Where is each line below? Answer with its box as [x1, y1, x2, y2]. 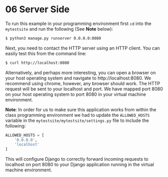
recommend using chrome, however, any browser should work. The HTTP [5, 80, 160, 86]
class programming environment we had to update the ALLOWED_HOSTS [5, 112, 150, 118]
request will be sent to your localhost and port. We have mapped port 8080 [5, 86, 163, 92]
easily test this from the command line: [5, 50, 87, 57]
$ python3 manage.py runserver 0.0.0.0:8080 [5, 36, 101, 41]
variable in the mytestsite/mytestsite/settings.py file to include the [5, 117, 149, 123]
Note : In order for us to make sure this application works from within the [5, 106, 157, 113]
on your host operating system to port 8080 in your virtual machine [5, 91, 146, 97]
